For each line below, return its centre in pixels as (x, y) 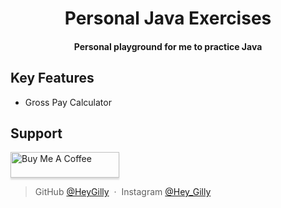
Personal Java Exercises (168, 18)
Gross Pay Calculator (68, 102)
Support (36, 133)
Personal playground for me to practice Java (168, 46)
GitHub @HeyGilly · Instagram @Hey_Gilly (123, 192)
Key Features (52, 78)
